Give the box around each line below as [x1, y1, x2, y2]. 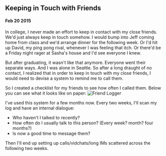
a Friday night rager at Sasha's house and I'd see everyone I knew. [5, 50, 142, 56]
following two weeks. [5, 145, 49, 151]
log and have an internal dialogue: [5, 105, 75, 111]
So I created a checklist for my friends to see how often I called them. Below [5, 85, 162, 91]
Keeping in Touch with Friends [5, 4, 101, 12]
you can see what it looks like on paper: [5, 90, 86, 96]
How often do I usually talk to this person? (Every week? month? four [12, 120, 154, 126]
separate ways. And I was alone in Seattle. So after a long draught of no [5, 64, 152, 71]
